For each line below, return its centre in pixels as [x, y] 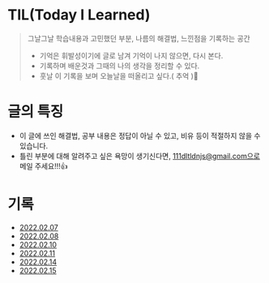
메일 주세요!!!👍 [43, 166]
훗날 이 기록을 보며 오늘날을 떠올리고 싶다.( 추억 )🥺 [119, 75]
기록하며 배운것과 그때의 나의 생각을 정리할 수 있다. [120, 66]
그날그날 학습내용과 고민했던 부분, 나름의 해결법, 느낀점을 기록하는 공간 [139, 38]
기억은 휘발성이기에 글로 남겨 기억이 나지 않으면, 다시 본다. [131, 55]
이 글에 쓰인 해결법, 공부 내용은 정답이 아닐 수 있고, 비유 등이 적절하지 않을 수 [140, 135]
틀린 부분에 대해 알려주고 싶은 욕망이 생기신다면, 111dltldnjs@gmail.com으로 [140, 156]
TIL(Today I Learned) [79, 15]
